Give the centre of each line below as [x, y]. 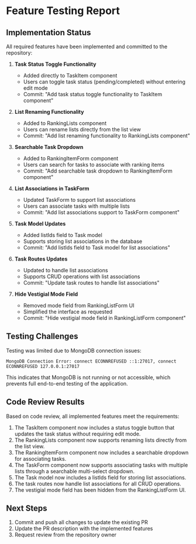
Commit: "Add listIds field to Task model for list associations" [97, 247]
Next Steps [27, 508]
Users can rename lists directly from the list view [82, 129]
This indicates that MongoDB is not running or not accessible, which [88, 377]
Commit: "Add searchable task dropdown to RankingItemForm [98, 171]
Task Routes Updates [41, 259]
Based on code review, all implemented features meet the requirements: [93, 416]
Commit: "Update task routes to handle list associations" [91, 283]
